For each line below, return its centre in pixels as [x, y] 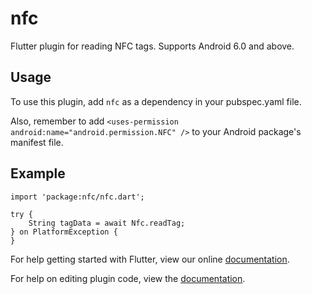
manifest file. [37, 142]
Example [38, 173]
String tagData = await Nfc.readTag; [107, 223]
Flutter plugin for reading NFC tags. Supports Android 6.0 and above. [152, 46]
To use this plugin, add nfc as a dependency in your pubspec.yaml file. [156, 101]
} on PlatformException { [64, 232]
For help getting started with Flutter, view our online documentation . [150, 259]
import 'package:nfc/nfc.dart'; [77, 197]
